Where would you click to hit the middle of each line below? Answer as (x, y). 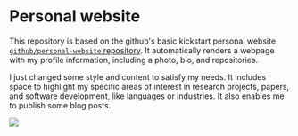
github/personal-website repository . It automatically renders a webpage (142, 50)
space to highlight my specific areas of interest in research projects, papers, (149, 86)
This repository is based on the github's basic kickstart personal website (143, 41)
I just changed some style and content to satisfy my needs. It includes (138, 76)
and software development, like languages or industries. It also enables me (147, 96)
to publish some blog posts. (60, 105)
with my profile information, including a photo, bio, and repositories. (134, 60)
